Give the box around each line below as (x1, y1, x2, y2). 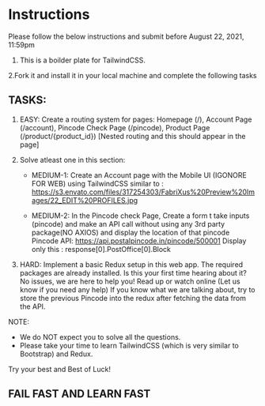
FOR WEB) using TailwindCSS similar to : (31, 179, 164, 188)
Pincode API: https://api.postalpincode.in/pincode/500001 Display (31, 235, 247, 246)
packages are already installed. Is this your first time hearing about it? (19, 268, 247, 277)
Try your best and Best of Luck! (8, 364, 111, 374)
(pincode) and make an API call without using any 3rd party (31, 219, 225, 228)
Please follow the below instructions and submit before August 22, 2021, (8, 32, 244, 41)
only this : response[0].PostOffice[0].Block (31, 244, 172, 254)
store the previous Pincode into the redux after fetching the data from (19, 293, 247, 303)
